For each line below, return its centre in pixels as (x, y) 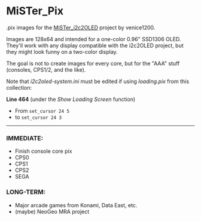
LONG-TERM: (26, 192)
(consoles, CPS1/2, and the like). (46, 69)
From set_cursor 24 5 (42, 110)
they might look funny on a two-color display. (62, 51)
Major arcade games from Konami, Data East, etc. (76, 205)
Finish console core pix (43, 151)
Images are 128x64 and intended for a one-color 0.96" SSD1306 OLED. (94, 39)
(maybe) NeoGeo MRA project (52, 211)
